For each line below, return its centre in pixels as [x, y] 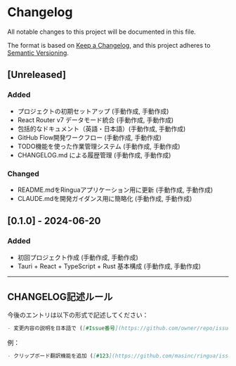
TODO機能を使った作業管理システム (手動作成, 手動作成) [99, 146]
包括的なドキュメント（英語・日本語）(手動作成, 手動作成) [101, 129]
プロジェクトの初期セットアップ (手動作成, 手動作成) [93, 111]
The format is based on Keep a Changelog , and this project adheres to [109, 45]
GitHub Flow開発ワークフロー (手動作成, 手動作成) [89, 137]
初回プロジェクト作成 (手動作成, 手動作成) [78, 257]
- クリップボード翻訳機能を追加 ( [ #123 [58, 356]
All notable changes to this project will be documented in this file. [102, 32]
